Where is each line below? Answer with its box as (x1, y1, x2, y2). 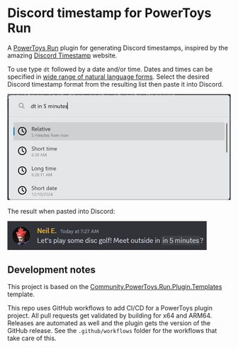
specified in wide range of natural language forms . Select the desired (7, 72, 210, 81)
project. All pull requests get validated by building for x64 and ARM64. (7, 311, 212, 320)
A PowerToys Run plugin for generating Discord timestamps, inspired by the (7, 43, 229, 52)
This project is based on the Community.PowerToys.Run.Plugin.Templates (7, 283, 222, 291)
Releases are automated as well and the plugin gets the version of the (7, 319, 211, 327)
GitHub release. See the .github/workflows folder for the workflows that (7, 327, 217, 335)
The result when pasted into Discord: (7, 207, 115, 215)
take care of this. (7, 334, 57, 342)
